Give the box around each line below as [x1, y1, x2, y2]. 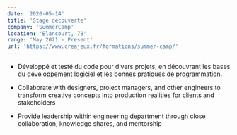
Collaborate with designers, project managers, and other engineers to [17, 84, 221, 91]
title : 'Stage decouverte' [7, 17, 87, 24]
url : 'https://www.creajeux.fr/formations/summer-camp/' [7, 43, 179, 50]
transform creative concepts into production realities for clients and [17, 91, 214, 99]
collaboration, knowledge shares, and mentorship [17, 120, 163, 127]
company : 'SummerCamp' [7, 23, 74, 30]
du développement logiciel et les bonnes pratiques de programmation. [17, 70, 223, 78]
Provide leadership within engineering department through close [17, 112, 207, 120]
